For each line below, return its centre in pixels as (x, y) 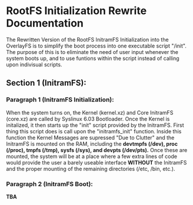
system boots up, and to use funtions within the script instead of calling (93, 58)
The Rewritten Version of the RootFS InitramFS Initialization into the (87, 39)
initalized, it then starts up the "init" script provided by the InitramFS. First (95, 125)
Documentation (45, 23)
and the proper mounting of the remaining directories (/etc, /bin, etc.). (91, 169)
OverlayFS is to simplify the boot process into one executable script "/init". (96, 46)
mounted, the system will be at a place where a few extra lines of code (92, 156)
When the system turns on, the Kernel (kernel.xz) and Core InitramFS (90, 112)
